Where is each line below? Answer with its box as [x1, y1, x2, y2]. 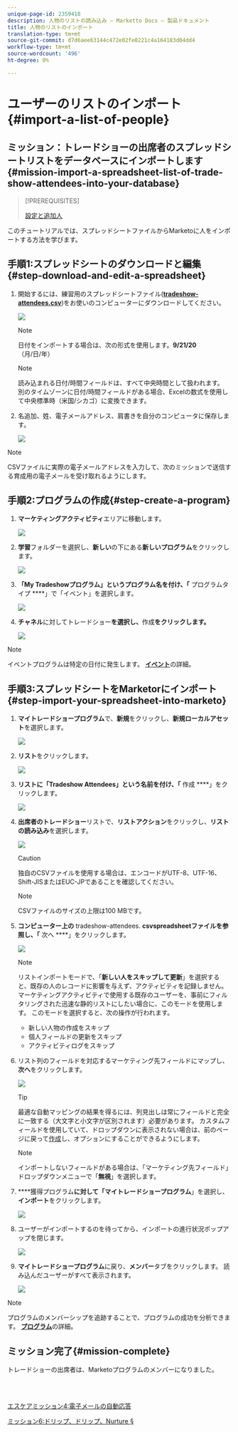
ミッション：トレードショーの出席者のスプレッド [7, 142, 222, 154]
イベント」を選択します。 [63, 589, 138, 598]
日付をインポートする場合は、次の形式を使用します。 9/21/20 [17, 340, 197, 349]
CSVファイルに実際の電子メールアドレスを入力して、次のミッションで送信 [7, 462, 225, 471]
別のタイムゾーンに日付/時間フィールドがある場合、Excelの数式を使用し [17, 387, 229, 396]
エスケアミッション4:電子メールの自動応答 [7, 1402, 131, 1410]
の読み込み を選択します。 [17, 827, 92, 835]
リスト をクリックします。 [17, 752, 92, 761]
